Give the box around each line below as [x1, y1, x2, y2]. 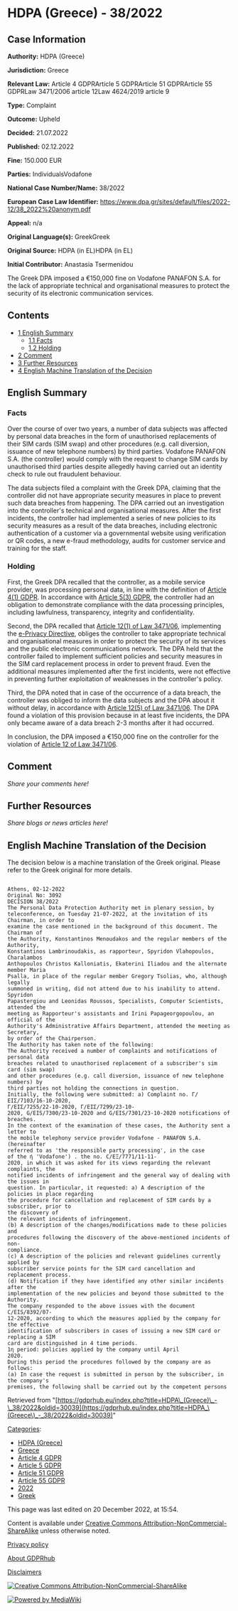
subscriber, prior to [7, 1203, 72, 1210]
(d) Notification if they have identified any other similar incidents [7, 1278, 224, 1285]
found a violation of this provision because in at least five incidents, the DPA [7, 711, 229, 719]
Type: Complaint [7, 101, 57, 109]
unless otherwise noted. [40, 1526, 111, 1535]
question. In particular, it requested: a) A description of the [7, 1184, 205, 1192]
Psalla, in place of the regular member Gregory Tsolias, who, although [7, 973, 227, 980]
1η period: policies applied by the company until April [7, 1346, 180, 1354]
